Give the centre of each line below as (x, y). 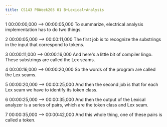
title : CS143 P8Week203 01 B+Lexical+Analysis (55, 10)
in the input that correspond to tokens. (45, 44)
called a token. (20, 120)
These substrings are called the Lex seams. (50, 59)
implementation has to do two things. (43, 29)
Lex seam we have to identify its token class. (51, 90)
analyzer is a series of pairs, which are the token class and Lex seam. (77, 105)
